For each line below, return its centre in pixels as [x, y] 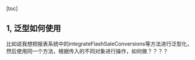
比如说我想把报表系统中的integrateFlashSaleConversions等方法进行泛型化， [99, 44]
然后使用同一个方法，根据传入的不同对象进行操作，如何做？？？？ [87, 51]
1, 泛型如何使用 [34, 29]
